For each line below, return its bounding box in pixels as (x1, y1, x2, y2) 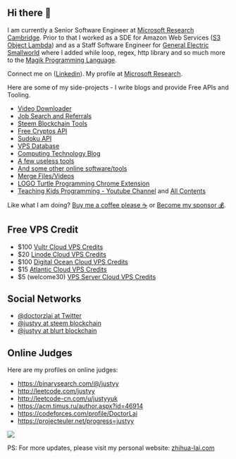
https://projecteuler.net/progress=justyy (17, 417, 135, 425)
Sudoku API (17, 134, 52, 142)
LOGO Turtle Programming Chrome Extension (17, 179, 150, 188)
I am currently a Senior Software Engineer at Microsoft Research (7, 25, 194, 34)
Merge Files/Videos (17, 171, 75, 180)
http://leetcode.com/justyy (17, 387, 95, 396)
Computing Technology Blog (17, 149, 101, 157)
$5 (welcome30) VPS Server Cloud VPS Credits (17, 272, 156, 281)
